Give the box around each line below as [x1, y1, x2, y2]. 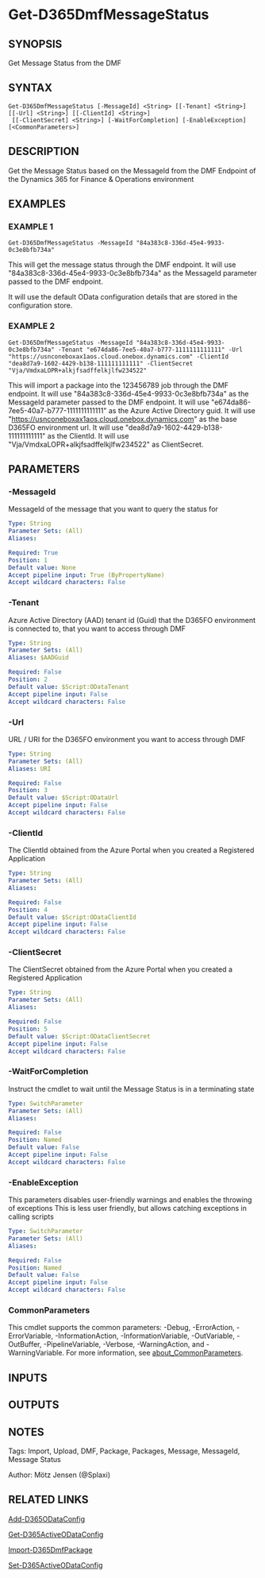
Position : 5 [8, 1025, 48, 1033]
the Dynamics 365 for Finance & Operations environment [8, 174, 194, 184]
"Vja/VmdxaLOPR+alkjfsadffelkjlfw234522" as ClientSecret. [8, 439, 204, 449]
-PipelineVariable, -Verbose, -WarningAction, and [43, 1340, 205, 1349]
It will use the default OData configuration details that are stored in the [8, 292, 238, 302]
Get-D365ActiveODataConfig [8, 1530, 104, 1539]
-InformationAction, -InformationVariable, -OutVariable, [55, 1331, 236, 1340]
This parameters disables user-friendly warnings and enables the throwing [8, 1195, 252, 1205]
